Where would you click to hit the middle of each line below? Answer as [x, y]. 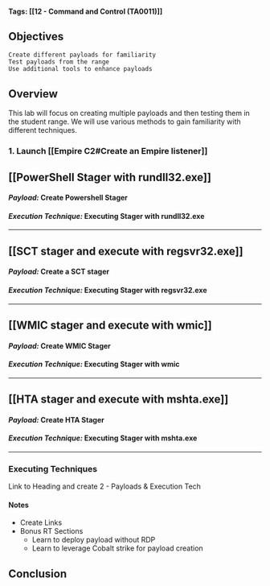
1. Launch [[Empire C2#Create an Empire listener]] [108, 151]
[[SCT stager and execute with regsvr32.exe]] [126, 251]
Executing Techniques [53, 468]
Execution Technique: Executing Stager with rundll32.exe [106, 216]
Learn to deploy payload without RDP [94, 540]
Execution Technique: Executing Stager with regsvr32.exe [108, 290]
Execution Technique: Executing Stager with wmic [94, 364]
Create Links [41, 522]
